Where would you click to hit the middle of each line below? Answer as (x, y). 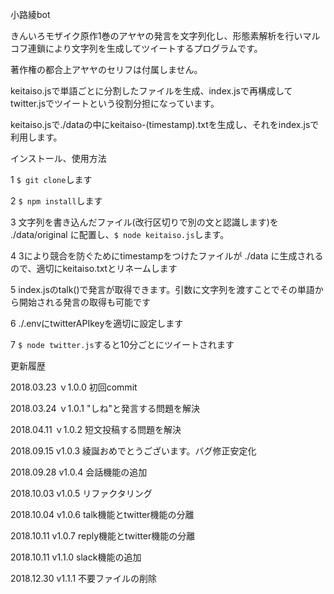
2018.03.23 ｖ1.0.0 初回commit (74, 387)
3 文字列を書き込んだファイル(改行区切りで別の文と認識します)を (144, 222)
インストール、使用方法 (58, 158)
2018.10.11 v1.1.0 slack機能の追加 (76, 557)
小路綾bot (30, 14)
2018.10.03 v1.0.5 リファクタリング (81, 493)
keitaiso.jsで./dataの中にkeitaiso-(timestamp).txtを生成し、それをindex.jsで (165, 124)
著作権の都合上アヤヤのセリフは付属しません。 (106, 69)
